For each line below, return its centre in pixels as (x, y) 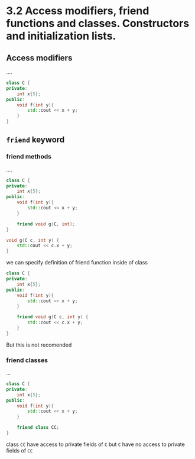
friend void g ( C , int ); (46, 224)
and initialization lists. (61, 36)
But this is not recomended (39, 345)
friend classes (27, 360)
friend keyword (35, 140)
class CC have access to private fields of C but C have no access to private (95, 444)
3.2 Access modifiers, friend (78, 11)
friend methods (29, 157)
